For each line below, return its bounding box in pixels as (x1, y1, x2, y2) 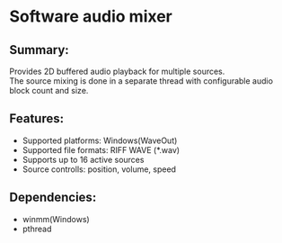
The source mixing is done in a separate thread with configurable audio (9, 76, 274, 86)
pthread (22, 223, 52, 234)
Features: (9, 111, 65, 127)
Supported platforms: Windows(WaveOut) (22, 135, 178, 146)
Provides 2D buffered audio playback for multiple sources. (9, 66, 225, 76)
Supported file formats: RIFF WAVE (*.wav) (22, 144, 181, 155)
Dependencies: (9, 190, 97, 205)
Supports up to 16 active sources (22, 154, 145, 165)
